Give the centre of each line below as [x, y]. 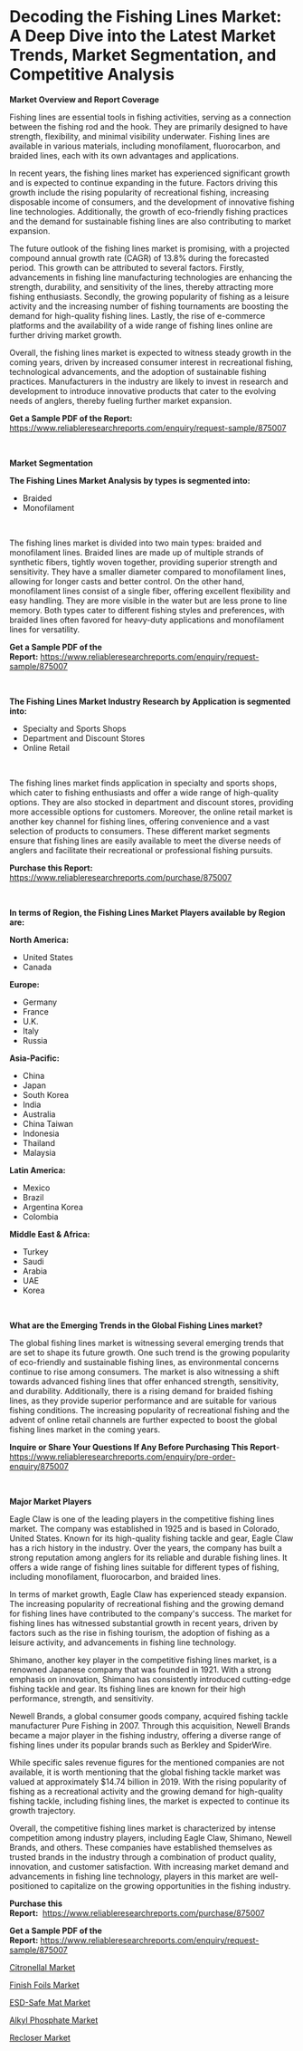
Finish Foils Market [44, 1985]
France [36, 1011]
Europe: [25, 984]
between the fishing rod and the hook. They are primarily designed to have [148, 126]
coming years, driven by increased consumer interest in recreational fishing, [151, 362]
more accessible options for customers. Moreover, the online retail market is [151, 812]
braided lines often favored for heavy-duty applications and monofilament [147, 620]
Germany [39, 1002]
